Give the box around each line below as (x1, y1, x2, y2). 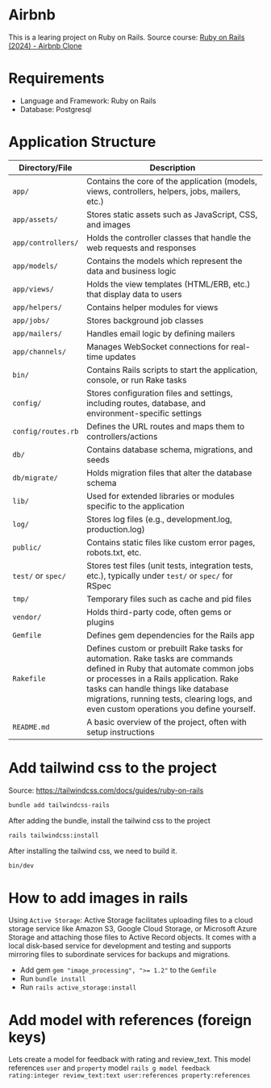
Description (149, 161, 196, 173)
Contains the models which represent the (85, 255, 243, 266)
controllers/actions (85, 430, 158, 441)
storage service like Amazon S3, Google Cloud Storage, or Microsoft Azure (8, 924, 257, 934)
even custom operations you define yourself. (85, 703, 256, 714)
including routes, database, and (85, 397, 206, 408)
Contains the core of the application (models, (85, 175, 258, 186)
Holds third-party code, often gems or (85, 606, 232, 617)
